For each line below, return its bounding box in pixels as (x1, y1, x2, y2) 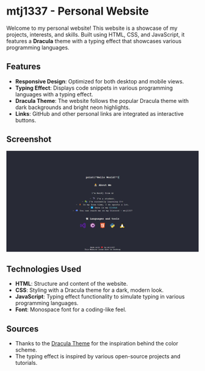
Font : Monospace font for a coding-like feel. (15, 306, 127, 313)
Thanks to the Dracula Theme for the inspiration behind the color (15, 339, 179, 347)
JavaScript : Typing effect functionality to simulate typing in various (15, 293, 185, 300)
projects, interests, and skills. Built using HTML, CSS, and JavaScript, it (6, 30, 185, 38)
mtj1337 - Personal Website (6, 4, 149, 18)
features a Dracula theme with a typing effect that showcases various (6, 37, 182, 44)
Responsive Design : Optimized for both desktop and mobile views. (15, 77, 184, 85)
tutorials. (15, 359, 38, 366)
